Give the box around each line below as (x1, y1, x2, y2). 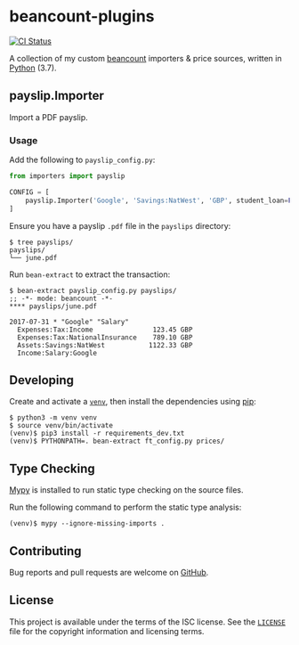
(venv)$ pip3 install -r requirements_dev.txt (9, 429, 185, 438)
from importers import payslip (9, 172, 125, 181)
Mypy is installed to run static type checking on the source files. (9, 485, 244, 495)
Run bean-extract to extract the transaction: (9, 269, 171, 280)
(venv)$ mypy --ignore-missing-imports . (9, 519, 166, 528)
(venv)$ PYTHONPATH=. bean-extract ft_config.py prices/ (9, 437, 225, 446)
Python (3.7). (9, 62, 57, 73)
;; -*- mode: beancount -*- (9, 294, 114, 303)
